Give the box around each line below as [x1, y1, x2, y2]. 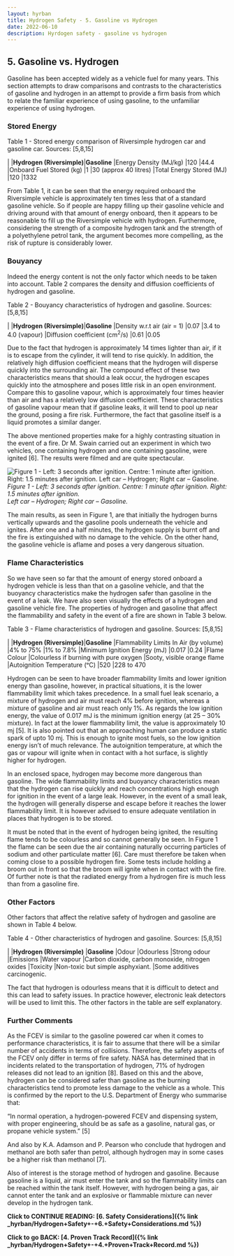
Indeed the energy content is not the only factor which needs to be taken [7, 272, 217, 281]
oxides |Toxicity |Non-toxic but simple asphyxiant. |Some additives [7, 962, 199, 971]
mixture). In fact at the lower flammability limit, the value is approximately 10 [7, 719, 226, 727]
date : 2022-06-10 [7, 23, 58, 30]
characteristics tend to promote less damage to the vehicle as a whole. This [7, 1084, 225, 1092]
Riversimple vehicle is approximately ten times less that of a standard [7, 194, 206, 203]
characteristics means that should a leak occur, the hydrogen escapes [7, 374, 210, 382]
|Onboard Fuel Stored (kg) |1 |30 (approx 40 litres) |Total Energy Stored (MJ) [7, 166, 227, 174]
